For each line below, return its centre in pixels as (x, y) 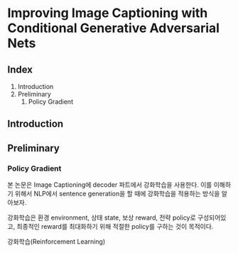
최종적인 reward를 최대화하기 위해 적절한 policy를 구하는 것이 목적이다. (115, 227)
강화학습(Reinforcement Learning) (56, 242)
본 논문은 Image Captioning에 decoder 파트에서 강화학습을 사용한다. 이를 (110, 185)
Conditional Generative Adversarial (114, 28)
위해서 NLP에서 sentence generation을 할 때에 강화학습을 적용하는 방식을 (117, 194)
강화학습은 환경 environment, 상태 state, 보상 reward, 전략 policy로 (102, 217)
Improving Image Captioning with (108, 13)
